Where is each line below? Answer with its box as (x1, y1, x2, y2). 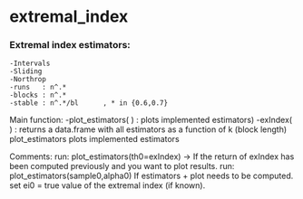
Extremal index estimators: (9, 39, 132, 52)
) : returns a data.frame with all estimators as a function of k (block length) (9, 124, 288, 135)
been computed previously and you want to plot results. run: (9, 161, 235, 172)
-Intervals (9, 59, 51, 69)
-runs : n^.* (9, 83, 67, 92)
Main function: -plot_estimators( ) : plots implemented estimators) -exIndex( (9, 115, 293, 126)
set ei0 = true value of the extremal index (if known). (9, 180, 206, 191)
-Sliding (9, 67, 43, 76)
